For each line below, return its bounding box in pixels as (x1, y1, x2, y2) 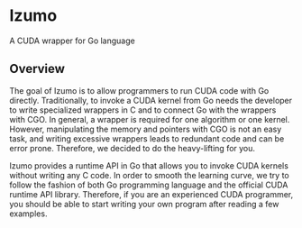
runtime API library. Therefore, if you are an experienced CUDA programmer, (9, 188, 294, 199)
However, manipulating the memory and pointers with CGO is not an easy (9, 123, 282, 134)
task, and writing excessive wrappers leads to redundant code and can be (9, 132, 285, 144)
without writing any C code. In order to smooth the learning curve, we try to (9, 169, 290, 180)
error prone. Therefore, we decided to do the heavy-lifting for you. (9, 142, 255, 153)
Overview (9, 61, 66, 77)
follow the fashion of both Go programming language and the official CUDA (9, 179, 288, 190)
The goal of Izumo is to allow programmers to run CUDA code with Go (9, 85, 270, 96)
